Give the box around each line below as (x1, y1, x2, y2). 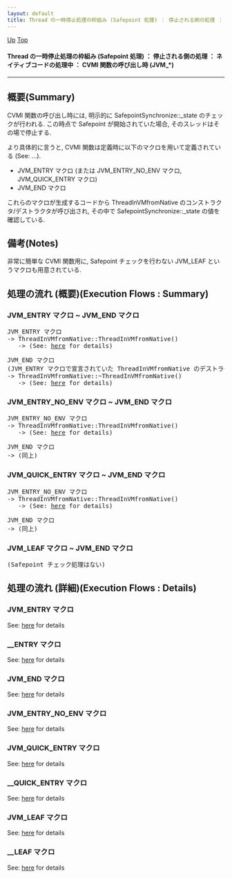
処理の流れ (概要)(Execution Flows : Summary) (7, 288, 209, 300)
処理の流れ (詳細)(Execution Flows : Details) (7, 583, 197, 594)
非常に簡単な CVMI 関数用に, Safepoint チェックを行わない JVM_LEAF (7, 257, 206, 266)
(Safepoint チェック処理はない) (7, 560, 106, 568)
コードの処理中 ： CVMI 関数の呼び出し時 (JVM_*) (30, 61, 174, 69)
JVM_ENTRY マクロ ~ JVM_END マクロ (7, 310, 139, 320)
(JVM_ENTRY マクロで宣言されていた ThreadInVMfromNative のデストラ (7, 365, 224, 373)
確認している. (7, 215, 46, 224)
